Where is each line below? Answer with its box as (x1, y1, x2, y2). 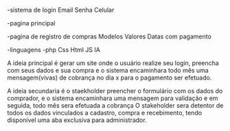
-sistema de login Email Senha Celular (7, 6, 115, 14)
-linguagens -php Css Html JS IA (7, 46, 101, 53)
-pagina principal (7, 19, 56, 27)
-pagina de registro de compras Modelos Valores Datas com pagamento (7, 32, 211, 40)
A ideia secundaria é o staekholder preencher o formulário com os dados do (7, 87, 223, 95)
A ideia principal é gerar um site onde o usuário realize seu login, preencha (7, 59, 220, 67)
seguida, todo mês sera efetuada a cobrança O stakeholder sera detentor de (7, 102, 224, 109)
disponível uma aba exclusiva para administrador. (7, 116, 147, 124)
